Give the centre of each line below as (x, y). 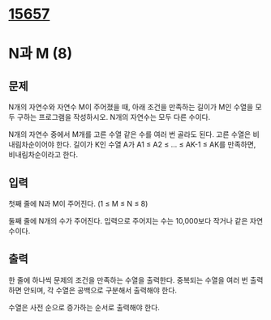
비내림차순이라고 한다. (43, 155)
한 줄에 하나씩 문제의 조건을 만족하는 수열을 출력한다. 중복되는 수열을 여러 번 (129, 279)
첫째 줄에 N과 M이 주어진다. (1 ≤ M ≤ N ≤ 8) (78, 204)
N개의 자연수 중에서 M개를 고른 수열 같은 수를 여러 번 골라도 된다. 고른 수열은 (130, 134)
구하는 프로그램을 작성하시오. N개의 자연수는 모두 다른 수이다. (114, 117)
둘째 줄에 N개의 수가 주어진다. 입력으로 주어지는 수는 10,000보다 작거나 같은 (128, 221)
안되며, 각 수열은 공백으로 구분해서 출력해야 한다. (100, 290)
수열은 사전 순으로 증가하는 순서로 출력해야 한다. (84, 307)
